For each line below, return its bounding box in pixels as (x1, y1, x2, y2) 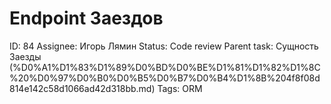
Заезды (9, 50, 42, 62)
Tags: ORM (157, 82, 203, 94)
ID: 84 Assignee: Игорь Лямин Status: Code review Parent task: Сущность (9, 40, 319, 52)
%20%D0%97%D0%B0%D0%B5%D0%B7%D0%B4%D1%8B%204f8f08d (9, 72, 321, 84)
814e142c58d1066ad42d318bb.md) (9, 82, 156, 94)
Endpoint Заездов (9, 7, 164, 30)
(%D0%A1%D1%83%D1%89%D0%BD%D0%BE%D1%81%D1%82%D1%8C (9, 61, 321, 73)
